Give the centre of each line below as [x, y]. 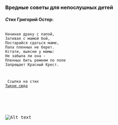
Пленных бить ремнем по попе [35, 61]
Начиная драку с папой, [30, 34]
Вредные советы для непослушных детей [59, 7]
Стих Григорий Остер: [29, 19]
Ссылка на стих [23, 82]
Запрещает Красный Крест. [32, 65]
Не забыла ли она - [25, 56]
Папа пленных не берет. [30, 47]
